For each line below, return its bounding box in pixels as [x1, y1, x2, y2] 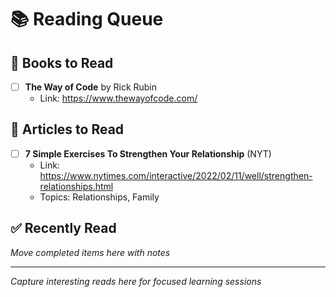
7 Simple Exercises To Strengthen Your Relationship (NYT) [24, 147, 272, 160]
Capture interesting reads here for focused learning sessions [10, 275, 262, 287]
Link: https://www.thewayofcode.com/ [39, 92, 198, 105]
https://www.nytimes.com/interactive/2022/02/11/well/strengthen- [39, 169, 313, 181]
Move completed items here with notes [10, 246, 171, 258]
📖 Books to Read [10, 54, 114, 71]
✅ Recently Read [10, 220, 117, 237]
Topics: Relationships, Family [39, 191, 160, 203]
